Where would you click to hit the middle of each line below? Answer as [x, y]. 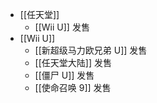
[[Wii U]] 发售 [62, 27]
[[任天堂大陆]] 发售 [73, 62]
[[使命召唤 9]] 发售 [73, 87]
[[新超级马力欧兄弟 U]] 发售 [91, 50]
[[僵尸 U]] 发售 [64, 75]
